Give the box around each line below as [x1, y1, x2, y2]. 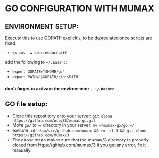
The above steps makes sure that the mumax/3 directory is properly [12, 137, 149, 142]
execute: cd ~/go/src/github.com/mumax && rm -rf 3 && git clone [12, 127, 147, 133]
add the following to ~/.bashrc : [5, 59, 67, 65]
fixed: [5, 40, 17, 46]
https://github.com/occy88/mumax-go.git [12, 118, 96, 123]
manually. [12, 147, 32, 153]
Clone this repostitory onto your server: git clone [12, 113, 112, 119]
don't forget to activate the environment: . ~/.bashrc [5, 86, 115, 91]
